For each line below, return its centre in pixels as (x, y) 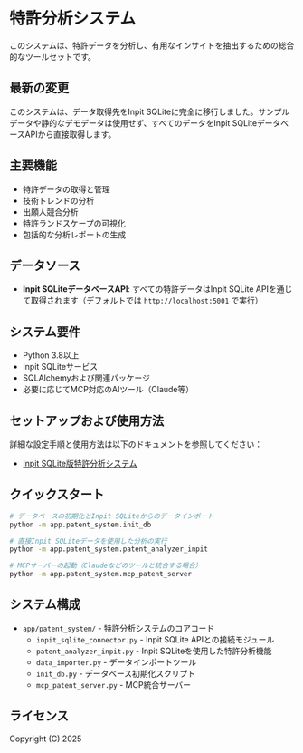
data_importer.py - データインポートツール (116, 661)
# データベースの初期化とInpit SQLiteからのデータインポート (112, 516)
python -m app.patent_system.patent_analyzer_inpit (109, 549)
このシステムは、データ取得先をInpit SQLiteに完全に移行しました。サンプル (150, 111)
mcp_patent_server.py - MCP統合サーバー (114, 684)
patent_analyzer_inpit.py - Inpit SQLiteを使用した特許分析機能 (154, 651)
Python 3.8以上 (51, 355)
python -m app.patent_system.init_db (80, 525)
